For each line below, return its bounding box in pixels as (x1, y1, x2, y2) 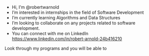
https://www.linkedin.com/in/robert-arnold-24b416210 (11, 36, 122, 42)
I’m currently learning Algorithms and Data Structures (11, 15, 120, 20)
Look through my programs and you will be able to (4, 46, 107, 51)
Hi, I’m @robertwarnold (11, 4, 60, 10)
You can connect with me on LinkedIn (11, 31, 88, 36)
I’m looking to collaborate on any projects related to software (11, 20, 136, 26)
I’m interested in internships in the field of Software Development (11, 9, 144, 15)
